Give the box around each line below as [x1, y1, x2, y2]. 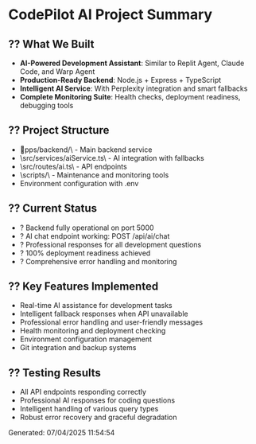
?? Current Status [8, 201, 98, 216]
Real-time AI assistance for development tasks [19, 301, 173, 310]
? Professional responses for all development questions [19, 240, 202, 249]
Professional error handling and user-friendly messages [19, 317, 204, 327]
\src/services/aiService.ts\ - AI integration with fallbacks [19, 153, 204, 162]
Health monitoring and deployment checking [19, 326, 166, 336]
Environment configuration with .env [19, 178, 139, 188]
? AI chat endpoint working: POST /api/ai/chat [19, 231, 170, 240]
